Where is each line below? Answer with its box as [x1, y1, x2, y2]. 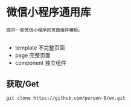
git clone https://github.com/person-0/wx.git [6, 95, 126, 102]
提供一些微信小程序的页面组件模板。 [6, 27, 83, 33]
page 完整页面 [14, 52, 51, 59]
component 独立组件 [14, 59, 66, 66]
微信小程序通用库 [6, 5, 92, 19]
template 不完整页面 [14, 44, 65, 51]
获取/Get [6, 79, 39, 89]
